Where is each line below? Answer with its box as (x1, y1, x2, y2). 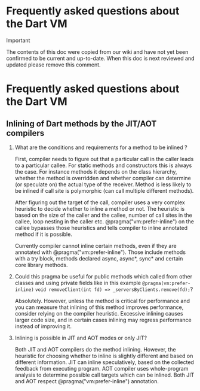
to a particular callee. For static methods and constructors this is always (14, 162, 192, 169)
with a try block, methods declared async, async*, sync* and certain (14, 254, 183, 262)
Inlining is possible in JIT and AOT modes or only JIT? (14, 334, 147, 341)
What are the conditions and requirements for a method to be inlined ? (14, 144, 187, 151)
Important (6, 37, 30, 44)
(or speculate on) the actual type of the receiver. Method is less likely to (14, 181, 192, 188)
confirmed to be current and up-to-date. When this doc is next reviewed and (6, 54, 195, 62)
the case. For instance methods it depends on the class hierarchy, (14, 168, 177, 175)
